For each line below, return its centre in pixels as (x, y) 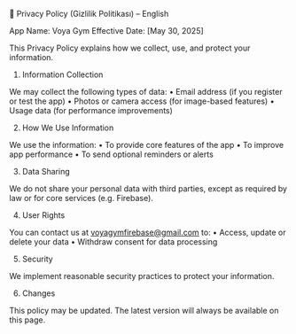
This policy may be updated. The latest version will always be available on (144, 311)
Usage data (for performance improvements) (91, 110)
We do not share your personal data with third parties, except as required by (148, 189)
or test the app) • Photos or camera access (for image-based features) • (142, 101)
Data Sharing (46, 171)
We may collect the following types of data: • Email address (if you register (146, 92)
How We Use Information (68, 128)
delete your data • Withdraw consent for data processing (113, 242)
